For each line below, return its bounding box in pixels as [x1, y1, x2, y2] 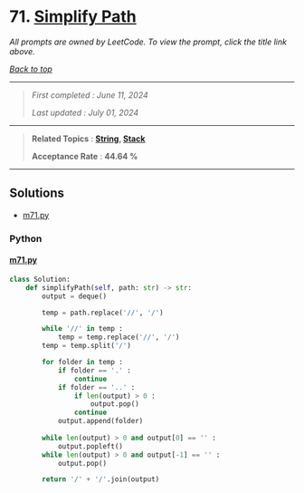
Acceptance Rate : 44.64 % [31, 150, 138, 161]
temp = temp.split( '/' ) [42, 342, 131, 351]
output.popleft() [57, 441, 124, 450]
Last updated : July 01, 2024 [31, 107, 139, 118]
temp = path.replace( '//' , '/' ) [42, 308, 165, 317]
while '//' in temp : [42, 324, 124, 333]
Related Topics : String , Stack [31, 133, 146, 144]
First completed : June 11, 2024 [31, 89, 149, 101]
